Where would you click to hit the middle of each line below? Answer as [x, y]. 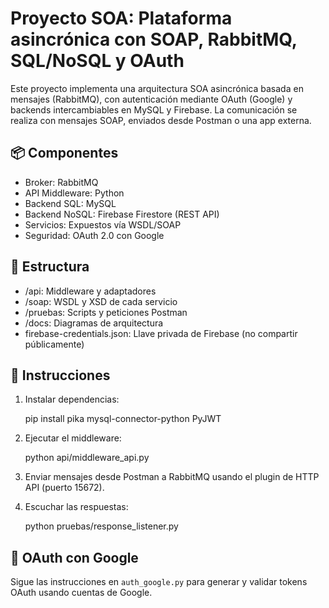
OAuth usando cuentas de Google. [81, 593]
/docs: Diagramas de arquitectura [94, 323]
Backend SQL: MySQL [70, 203]
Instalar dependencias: [72, 399]
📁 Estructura [50, 267]
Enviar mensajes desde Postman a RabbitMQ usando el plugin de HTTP [172, 477]
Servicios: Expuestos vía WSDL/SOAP [103, 224]
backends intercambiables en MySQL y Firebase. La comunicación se [154, 109]
